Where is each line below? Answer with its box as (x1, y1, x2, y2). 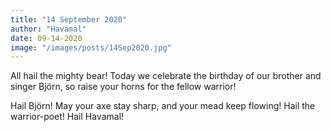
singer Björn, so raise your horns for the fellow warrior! (10, 81, 237, 93)
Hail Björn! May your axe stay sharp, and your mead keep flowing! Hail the (10, 100, 316, 112)
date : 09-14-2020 (10, 33, 83, 43)
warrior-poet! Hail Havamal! (10, 111, 125, 123)
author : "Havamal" (10, 24, 87, 34)
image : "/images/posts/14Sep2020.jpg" (10, 42, 172, 53)
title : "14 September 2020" (10, 14, 128, 25)
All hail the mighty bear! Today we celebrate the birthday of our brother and (10, 70, 322, 82)
